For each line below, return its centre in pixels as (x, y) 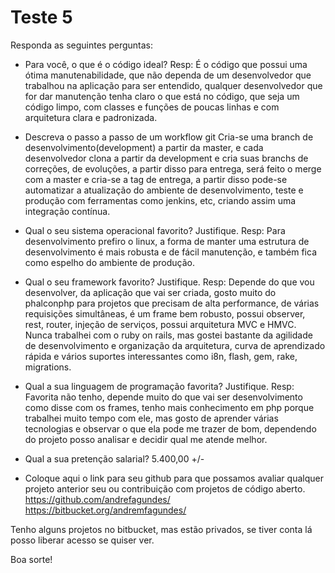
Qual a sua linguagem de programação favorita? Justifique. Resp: (159, 386)
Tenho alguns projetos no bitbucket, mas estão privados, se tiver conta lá (161, 529)
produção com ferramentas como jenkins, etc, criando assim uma (160, 200)
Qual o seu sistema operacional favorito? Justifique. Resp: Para (155, 230)
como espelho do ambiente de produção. (109, 262)
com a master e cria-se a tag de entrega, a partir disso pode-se (156, 179)
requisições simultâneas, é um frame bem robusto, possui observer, (165, 313)
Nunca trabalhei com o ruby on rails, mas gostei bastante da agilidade (168, 335)
